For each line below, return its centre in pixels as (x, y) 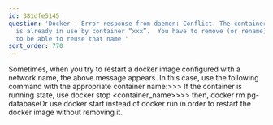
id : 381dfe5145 (34, 16)
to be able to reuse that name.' (72, 39)
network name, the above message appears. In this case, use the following (134, 78)
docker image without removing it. (66, 112)
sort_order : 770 (36, 46)
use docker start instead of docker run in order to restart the (150, 104)
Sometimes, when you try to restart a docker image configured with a (125, 69)
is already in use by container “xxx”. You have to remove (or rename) (141, 31)
